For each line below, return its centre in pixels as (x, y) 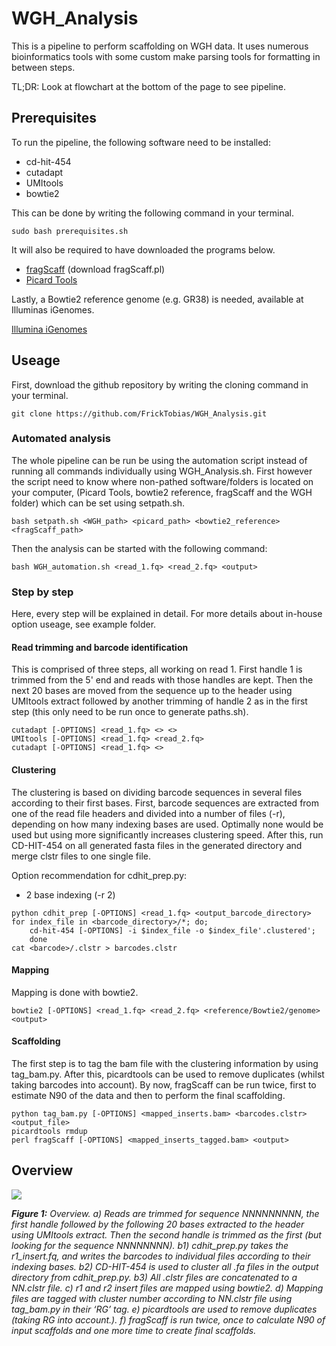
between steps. (43, 67)
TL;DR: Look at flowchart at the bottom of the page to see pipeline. (149, 86)
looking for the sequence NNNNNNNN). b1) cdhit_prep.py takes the (150, 1245)
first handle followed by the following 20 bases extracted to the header (158, 1224)
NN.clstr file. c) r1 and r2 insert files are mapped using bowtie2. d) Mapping (167, 1288)
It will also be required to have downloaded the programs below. (143, 249)
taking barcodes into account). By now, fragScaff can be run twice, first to (164, 1084)
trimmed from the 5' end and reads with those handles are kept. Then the (162, 680)
